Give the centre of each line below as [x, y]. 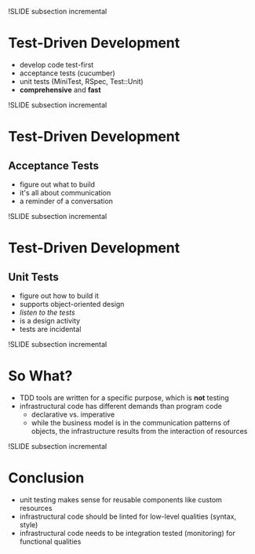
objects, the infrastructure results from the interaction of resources [139, 431]
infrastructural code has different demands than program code [120, 406]
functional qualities [50, 541]
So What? [40, 376]
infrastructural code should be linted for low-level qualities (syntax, [128, 516]
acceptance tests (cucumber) [67, 73]
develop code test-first [56, 64]
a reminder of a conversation [66, 201]
